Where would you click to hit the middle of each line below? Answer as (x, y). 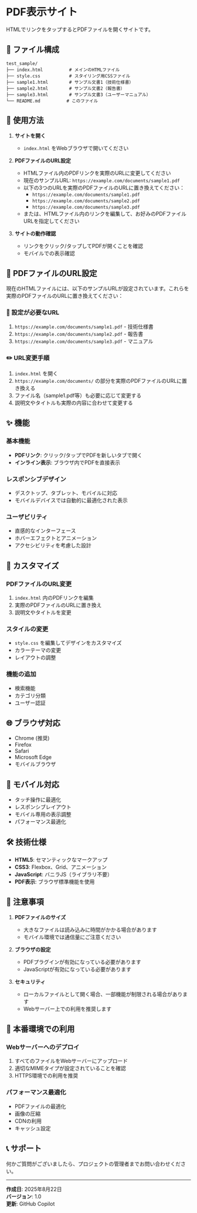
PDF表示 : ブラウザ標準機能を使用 (55, 881)
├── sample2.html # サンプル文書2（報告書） (65, 89)
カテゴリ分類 (30, 695)
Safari (22, 751)
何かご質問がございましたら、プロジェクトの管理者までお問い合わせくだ (93, 1164)
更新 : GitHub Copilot (30, 1204)
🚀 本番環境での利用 (40, 1029)
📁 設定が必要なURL (33, 312)
